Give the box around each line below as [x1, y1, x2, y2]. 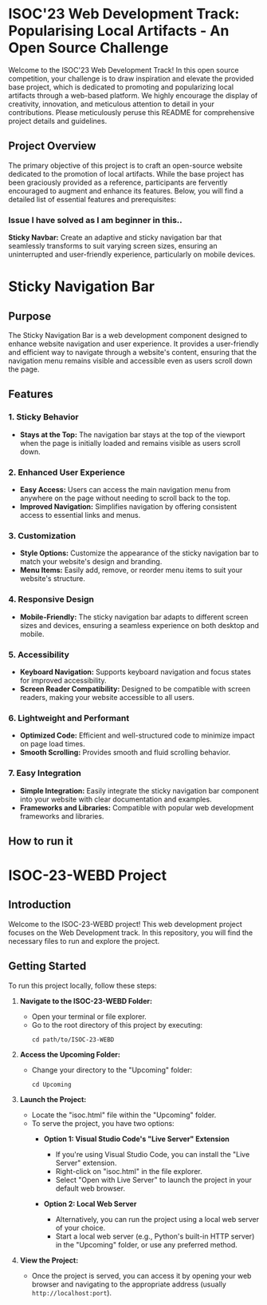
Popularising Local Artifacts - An [8, 22, 230, 40]
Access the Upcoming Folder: [19, 1049, 121, 1059]
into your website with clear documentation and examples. [19, 794, 213, 804]
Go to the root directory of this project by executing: [31, 1020, 203, 1029]
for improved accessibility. [19, 675, 107, 685]
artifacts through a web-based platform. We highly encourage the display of [8, 90, 258, 100]
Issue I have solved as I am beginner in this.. [8, 214, 183, 225]
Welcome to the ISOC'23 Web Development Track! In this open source [8, 65, 239, 74]
